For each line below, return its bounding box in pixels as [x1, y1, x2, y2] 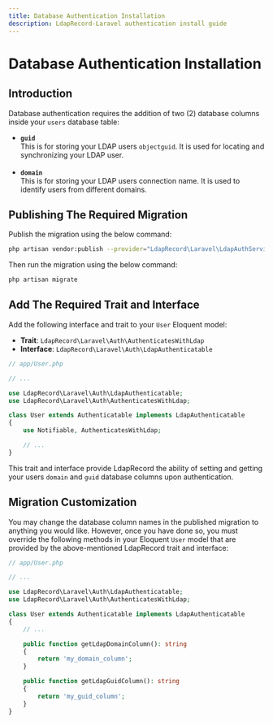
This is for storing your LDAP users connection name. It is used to [19, 175, 240, 185]
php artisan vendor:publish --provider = [8, 245, 148, 253]
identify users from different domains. [19, 184, 148, 194]
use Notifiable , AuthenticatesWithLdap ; [23, 426, 162, 435]
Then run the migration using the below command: [8, 260, 178, 270]
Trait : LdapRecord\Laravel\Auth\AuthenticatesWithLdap [19, 335, 205, 345]
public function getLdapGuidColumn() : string [23, 678, 180, 686]
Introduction [8, 87, 73, 101]
